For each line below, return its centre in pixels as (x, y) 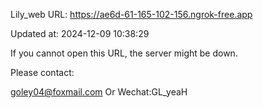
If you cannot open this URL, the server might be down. (124, 53)
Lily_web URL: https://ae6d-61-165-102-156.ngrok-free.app (131, 14)
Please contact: (42, 72)
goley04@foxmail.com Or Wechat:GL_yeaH (99, 92)
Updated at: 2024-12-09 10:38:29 (80, 33)
